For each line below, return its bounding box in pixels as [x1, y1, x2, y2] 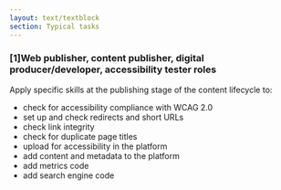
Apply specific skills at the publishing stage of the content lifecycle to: [9, 84, 273, 95]
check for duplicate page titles [22, 131, 138, 142]
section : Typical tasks [9, 22, 100, 31]
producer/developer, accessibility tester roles [9, 63, 217, 76]
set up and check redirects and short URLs [22, 111, 184, 122]
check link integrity [22, 121, 95, 132]
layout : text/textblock [9, 13, 100, 23]
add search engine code [22, 170, 115, 181]
